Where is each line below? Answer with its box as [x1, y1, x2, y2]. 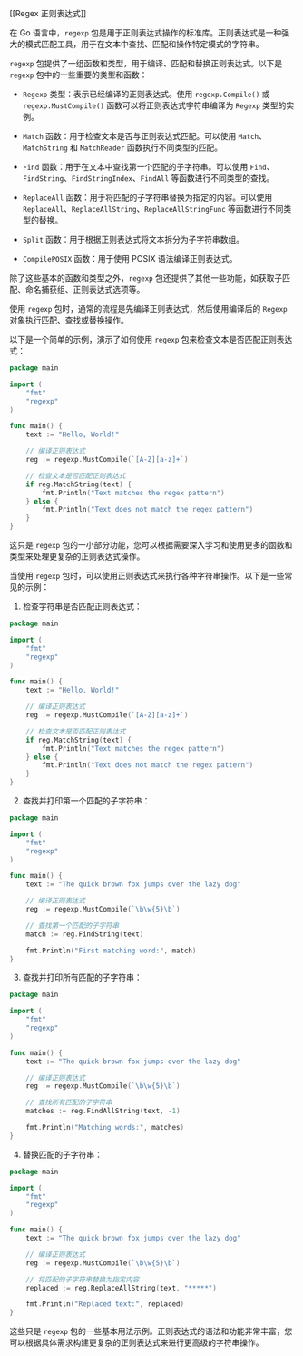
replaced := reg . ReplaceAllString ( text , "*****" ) [25, 1283, 218, 1292]
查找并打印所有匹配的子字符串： [22, 972, 142, 983]
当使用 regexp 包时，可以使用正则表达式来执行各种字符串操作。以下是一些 [9, 571, 285, 581]
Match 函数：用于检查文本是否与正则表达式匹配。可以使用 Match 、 [22, 131, 268, 141]
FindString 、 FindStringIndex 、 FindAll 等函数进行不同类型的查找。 [22, 173, 275, 184]
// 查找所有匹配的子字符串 [25, 1098, 112, 1107]
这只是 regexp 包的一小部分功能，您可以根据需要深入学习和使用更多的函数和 [9, 540, 293, 550]
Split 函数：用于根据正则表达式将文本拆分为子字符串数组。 [22, 234, 245, 244]
